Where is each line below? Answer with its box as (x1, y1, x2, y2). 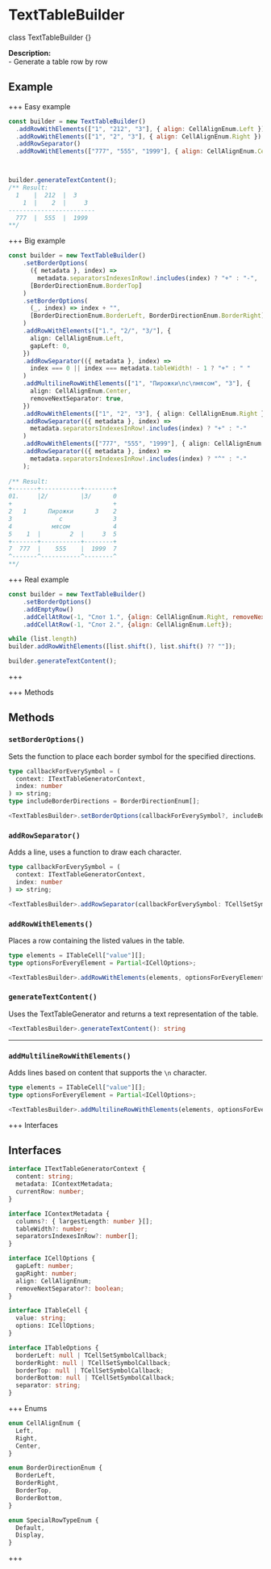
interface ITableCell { (8, 1307, 89, 1315)
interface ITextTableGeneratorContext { (8, 1165, 147, 1173)
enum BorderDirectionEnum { (8, 1464, 103, 1472)
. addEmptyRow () (23, 605, 74, 613)
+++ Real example (8, 575, 69, 584)
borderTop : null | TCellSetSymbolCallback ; (15, 1366, 164, 1375)
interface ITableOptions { (8, 1343, 99, 1352)
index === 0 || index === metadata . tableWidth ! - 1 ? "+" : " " (29, 364, 251, 373)
